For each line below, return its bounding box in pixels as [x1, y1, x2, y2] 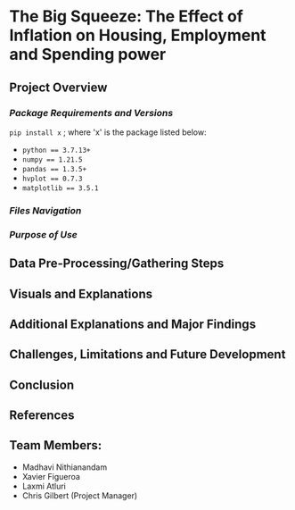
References [9, 408, 75, 423]
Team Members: [9, 438, 102, 453]
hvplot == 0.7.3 [21, 174, 83, 183]
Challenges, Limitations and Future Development [9, 347, 286, 363]
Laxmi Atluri [21, 481, 67, 491]
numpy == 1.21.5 [21, 155, 83, 164]
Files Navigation [9, 204, 82, 216]
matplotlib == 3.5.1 [21, 183, 99, 193]
